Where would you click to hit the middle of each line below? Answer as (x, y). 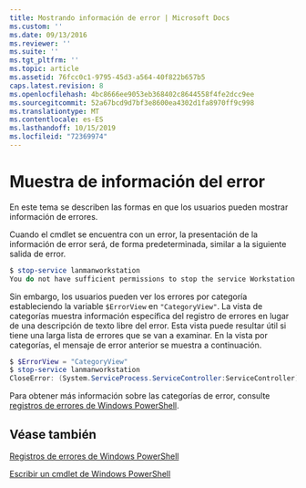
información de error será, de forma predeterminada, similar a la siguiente (148, 244)
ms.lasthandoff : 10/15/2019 (63, 129)
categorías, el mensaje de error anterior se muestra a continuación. (136, 345)
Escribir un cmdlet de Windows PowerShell (90, 474)
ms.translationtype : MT (55, 111)
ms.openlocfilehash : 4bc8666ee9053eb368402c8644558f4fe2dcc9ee (132, 94)
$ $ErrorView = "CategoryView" (69, 361)
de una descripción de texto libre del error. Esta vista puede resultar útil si (148, 326)
